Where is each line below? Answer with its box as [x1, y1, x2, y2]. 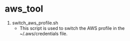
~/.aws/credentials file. [19, 30, 68, 36]
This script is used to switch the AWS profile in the [19, 25, 125, 31]
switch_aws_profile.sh [12, 20, 59, 26]
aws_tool [5, 3, 44, 15]
